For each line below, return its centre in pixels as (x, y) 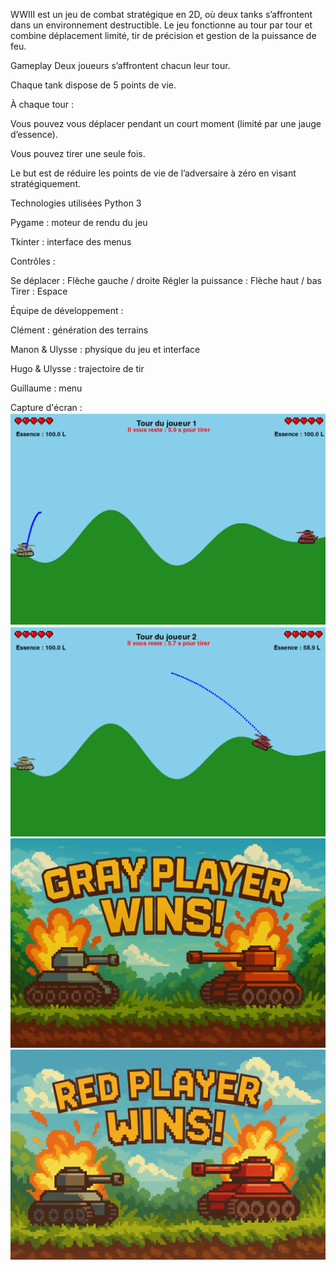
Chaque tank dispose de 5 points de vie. (93, 85)
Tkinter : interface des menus (71, 242)
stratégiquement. (46, 183)
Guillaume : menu (46, 388)
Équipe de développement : (67, 310)
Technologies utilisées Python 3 (76, 203)
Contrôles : (33, 261)
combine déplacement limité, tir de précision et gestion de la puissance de (163, 35)
